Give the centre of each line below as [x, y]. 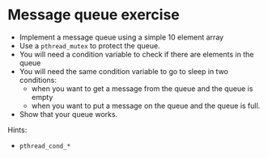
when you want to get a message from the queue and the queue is [142, 88]
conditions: [38, 80]
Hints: [17, 130]
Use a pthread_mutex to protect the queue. [89, 45]
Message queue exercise [94, 15]
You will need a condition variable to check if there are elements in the [136, 54]
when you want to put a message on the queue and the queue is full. [146, 106]
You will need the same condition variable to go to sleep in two [123, 71]
